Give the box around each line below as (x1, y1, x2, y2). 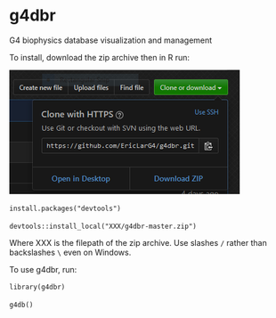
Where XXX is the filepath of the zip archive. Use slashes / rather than (9, 237, 267, 248)
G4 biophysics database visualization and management (9, 35, 213, 45)
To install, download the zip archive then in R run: (9, 52, 190, 62)
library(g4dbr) (9, 282, 66, 291)
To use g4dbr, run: (9, 264, 77, 274)
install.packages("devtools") (9, 204, 122, 213)
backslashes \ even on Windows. (9, 247, 132, 257)
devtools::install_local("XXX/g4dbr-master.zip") (9, 222, 198, 231)
